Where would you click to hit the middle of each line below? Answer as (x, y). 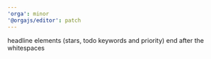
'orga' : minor (29, 14)
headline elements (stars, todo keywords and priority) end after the (106, 40)
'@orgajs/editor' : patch (44, 20)
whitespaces (26, 48)
